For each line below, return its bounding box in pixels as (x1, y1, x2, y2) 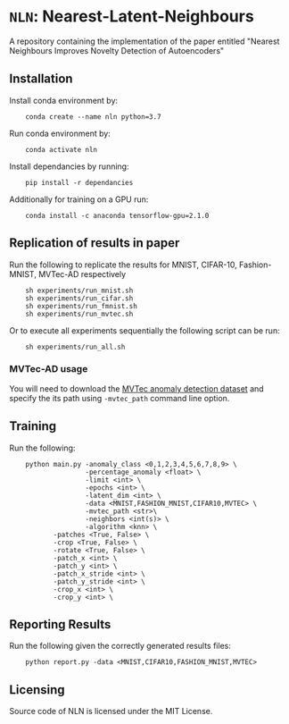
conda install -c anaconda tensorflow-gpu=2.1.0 (25, 211, 210, 220)
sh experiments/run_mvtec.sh (25, 309, 134, 318)
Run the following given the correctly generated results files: (9, 641, 232, 652)
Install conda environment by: (9, 95, 119, 105)
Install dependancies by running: (9, 161, 129, 172)
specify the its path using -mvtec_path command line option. (9, 392, 230, 403)
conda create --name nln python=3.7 (25, 112, 162, 122)
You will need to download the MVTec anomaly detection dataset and (9, 383, 265, 394)
